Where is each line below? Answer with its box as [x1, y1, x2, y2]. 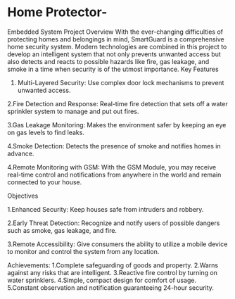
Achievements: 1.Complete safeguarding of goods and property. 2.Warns [7, 261, 219, 269]
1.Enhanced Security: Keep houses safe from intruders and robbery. [7, 205, 204, 213]
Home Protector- [7, 4, 108, 20]
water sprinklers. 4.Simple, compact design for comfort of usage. [7, 276, 197, 284]
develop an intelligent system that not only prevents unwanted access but [7, 50, 222, 58]
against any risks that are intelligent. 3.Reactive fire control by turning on [7, 268, 218, 276]
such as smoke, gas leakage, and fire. [7, 226, 118, 234]
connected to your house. [7, 177, 82, 186]
